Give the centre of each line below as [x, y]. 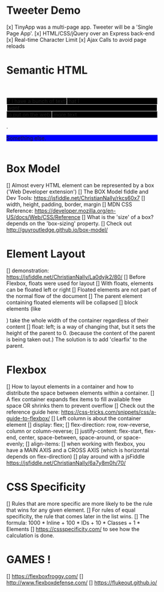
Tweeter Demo [44, 10]
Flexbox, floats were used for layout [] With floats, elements [80, 283]
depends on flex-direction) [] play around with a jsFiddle [75, 456]
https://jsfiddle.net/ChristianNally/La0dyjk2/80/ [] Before [76, 277]
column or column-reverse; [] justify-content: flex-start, [75, 431]
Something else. [26, 138]
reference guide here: [33, 412]
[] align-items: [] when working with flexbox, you [85, 444]
